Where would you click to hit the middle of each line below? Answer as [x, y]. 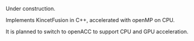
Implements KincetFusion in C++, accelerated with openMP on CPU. [90, 20]
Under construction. [30, 9]
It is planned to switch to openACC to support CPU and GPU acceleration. [97, 31]
